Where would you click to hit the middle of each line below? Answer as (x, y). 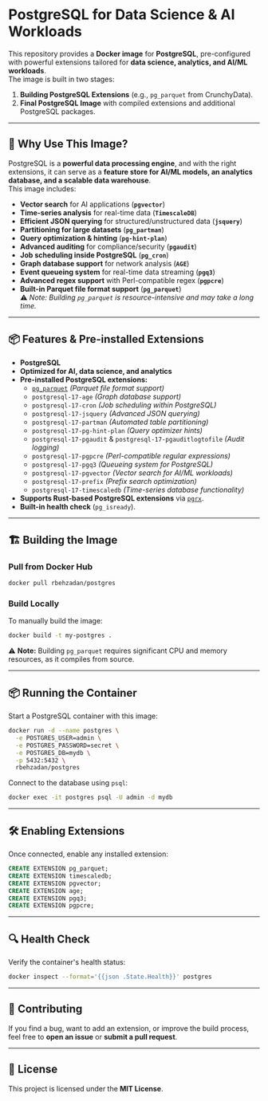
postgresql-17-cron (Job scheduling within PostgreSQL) (124, 405)
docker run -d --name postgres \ (64, 731)
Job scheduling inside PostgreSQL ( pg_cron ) (94, 255)
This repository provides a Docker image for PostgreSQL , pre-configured (130, 53)
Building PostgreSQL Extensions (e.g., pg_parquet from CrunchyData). (136, 94)
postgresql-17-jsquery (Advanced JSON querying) (116, 413)
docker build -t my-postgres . (60, 635)
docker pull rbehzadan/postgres (62, 584)
